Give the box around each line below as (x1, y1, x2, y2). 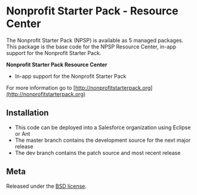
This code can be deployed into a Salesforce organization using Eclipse (14, 124, 191, 131)
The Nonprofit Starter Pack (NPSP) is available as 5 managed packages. (6, 36, 184, 44)
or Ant (14, 130, 30, 137)
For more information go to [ (6, 84, 76, 91)
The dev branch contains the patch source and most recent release (14, 149, 181, 156)
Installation (6, 108, 49, 118)
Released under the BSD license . (6, 182, 87, 190)
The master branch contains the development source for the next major (14, 136, 191, 144)
